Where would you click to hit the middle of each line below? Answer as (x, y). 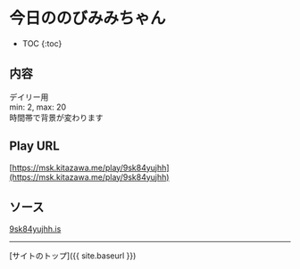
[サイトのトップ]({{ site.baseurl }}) (73, 256)
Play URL (34, 147)
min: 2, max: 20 (38, 107)
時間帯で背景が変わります (56, 118)
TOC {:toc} (42, 43)
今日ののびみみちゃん (88, 18)
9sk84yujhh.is (35, 229)
